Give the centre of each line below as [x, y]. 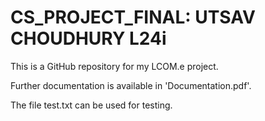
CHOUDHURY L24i [88, 38]
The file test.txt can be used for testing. [91, 105]
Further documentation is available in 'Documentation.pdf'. [131, 85]
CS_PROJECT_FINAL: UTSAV [133, 17]
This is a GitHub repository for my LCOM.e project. [114, 66]
